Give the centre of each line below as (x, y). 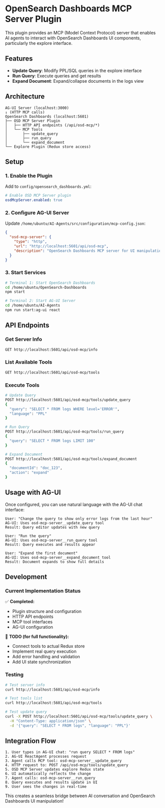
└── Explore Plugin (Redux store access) (48, 147)
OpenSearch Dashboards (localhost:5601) (47, 116)
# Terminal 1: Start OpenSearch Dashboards (50, 283)
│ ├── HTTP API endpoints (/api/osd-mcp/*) (52, 125)
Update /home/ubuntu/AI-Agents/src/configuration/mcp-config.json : (75, 223)
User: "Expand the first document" (41, 553)
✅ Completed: (20, 602)
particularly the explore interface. (39, 43)
